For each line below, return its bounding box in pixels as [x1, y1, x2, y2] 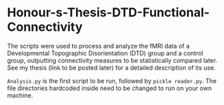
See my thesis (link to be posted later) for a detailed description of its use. [7, 63, 216, 72]
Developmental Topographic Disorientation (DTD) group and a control [7, 49, 203, 57]
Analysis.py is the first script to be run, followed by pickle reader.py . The [7, 76, 217, 85]
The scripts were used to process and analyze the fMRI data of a [7, 42, 190, 50]
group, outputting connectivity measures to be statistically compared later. [7, 56, 218, 64]
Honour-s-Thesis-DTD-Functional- [7, 5, 210, 20]
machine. [7, 91, 34, 100]
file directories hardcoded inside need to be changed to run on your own [7, 84, 212, 92]
